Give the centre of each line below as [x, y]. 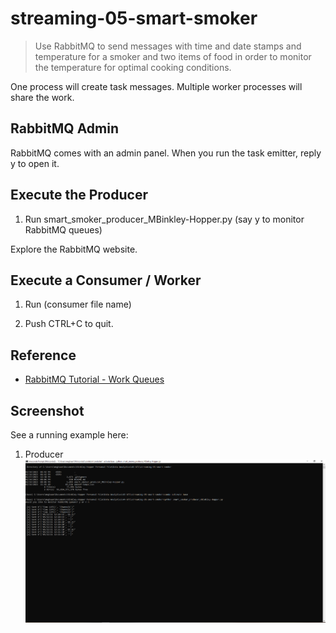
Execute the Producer [79, 195]
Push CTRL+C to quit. [69, 324]
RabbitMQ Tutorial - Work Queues [94, 379]
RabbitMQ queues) [63, 229]
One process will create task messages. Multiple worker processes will [156, 86]
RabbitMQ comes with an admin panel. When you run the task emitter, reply [166, 153]
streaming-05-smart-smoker [134, 18]
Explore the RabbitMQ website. [74, 249]
